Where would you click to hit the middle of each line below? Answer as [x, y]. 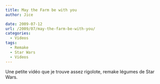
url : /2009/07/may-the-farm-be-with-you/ [50, 29]
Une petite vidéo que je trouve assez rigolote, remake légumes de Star [80, 71]
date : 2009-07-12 [24, 24]
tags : [11, 43]
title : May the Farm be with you [41, 10]
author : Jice [19, 15]
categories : [18, 34]
